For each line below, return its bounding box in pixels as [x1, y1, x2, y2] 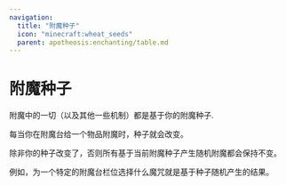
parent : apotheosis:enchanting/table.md [17, 37, 169, 47]
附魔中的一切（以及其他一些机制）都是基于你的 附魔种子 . [9, 110, 215, 121]
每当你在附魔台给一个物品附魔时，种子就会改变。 [9, 129, 188, 140]
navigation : [9, 12, 53, 22]
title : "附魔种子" [17, 21, 80, 30]
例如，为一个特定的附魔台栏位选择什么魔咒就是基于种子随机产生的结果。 [9, 166, 274, 178]
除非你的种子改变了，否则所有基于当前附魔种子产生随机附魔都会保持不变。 [9, 148, 282, 158]
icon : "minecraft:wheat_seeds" [17, 29, 133, 38]
